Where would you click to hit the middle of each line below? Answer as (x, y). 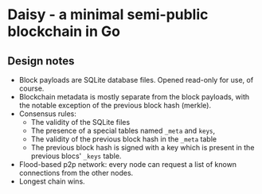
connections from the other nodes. (76, 173)
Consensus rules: (48, 114)
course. (31, 88)
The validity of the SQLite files (80, 122)
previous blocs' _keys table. (76, 156)
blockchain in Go (64, 31)
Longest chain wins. (52, 181)
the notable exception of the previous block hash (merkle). (115, 105)
